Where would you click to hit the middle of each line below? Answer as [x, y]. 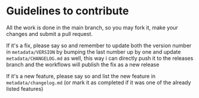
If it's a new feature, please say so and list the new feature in [81, 76]
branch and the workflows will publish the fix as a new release [83, 65]
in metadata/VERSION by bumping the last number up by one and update [94, 51]
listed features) [25, 88]
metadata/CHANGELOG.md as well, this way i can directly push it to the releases [100, 58]
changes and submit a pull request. [50, 33]
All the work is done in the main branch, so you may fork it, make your [92, 27]
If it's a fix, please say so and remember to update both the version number [99, 45]
